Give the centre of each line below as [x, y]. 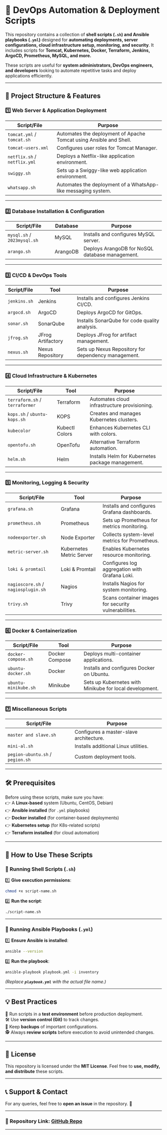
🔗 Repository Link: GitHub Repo [44, 1121]
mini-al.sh [20, 746]
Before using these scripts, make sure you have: [54, 797]
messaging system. [88, 191]
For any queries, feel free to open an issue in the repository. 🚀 [69, 1104]
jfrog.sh [18, 338]
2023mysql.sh [23, 240]
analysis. [87, 327]
